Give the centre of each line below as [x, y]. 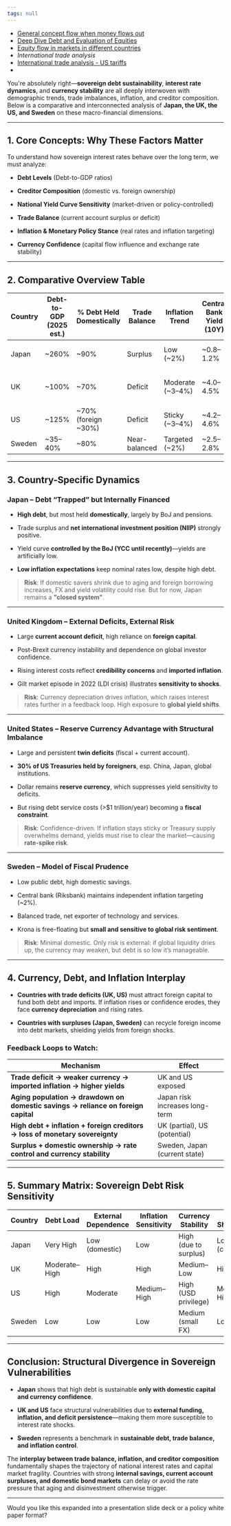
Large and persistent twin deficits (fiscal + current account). [103, 753]
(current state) [181, 1154]
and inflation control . [47, 1445]
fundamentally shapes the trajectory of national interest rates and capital [110, 1466]
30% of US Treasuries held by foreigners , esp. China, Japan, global [114, 766]
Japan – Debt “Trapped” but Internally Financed [89, 499]
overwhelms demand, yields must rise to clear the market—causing [119, 835]
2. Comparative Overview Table [76, 280]
